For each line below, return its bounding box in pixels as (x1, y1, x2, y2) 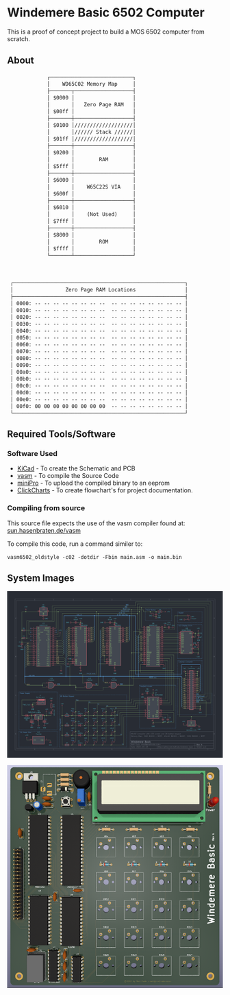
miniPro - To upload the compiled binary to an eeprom (16, 479, 170, 488)
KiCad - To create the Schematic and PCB (16, 464, 136, 472)
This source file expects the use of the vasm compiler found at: (7, 519, 186, 527)
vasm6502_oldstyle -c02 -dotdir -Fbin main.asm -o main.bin (7, 553, 183, 560)
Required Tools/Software (7, 429, 116, 440)
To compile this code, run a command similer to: (7, 540, 143, 548)
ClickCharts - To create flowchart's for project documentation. (16, 486, 193, 494)
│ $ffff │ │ (47, 245, 136, 252)
